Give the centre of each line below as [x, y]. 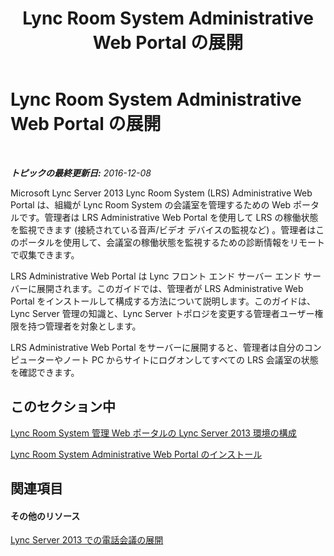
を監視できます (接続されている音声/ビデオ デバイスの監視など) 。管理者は [163, 229]
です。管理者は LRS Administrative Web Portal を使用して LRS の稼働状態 [168, 217]
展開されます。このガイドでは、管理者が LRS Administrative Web [170, 288]
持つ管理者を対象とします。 [84, 326]
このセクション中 [63, 407]
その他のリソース [45, 516]
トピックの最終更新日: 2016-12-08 [81, 173]
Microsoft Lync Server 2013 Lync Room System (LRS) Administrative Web [161, 193]
